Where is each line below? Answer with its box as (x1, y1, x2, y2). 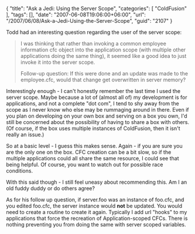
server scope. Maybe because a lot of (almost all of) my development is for (6, 94, 187, 101)
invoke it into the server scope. (20, 58, 95, 66)
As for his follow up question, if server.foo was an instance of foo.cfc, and (6, 196, 184, 203)
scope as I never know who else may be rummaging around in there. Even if (6, 106, 189, 113)
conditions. (6, 167, 33, 174)
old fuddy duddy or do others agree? (6, 185, 95, 192)
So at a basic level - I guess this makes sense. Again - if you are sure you (6, 143, 183, 149)
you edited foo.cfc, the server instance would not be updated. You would (6, 202, 183, 209)
